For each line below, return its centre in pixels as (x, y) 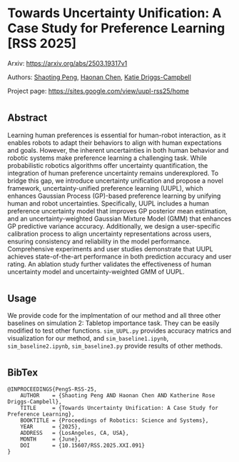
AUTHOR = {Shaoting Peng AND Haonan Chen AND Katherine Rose (118, 395)
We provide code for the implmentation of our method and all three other (114, 316)
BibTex (22, 373)
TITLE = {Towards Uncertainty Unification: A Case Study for (119, 408)
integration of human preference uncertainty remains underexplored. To (113, 173)
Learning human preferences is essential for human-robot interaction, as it (117, 135)
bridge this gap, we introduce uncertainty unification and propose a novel (115, 181)
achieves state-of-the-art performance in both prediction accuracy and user (119, 256)
